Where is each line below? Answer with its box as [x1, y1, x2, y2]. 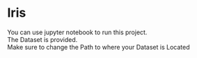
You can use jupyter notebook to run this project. [7, 28, 148, 36]
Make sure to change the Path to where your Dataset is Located [7, 43, 190, 51]
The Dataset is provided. [7, 35, 78, 43]
